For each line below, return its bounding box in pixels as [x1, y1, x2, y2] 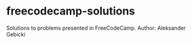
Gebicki [6, 30, 26, 38]
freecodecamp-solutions [6, 4, 135, 18]
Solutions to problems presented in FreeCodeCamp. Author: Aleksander [6, 24, 187, 31]
